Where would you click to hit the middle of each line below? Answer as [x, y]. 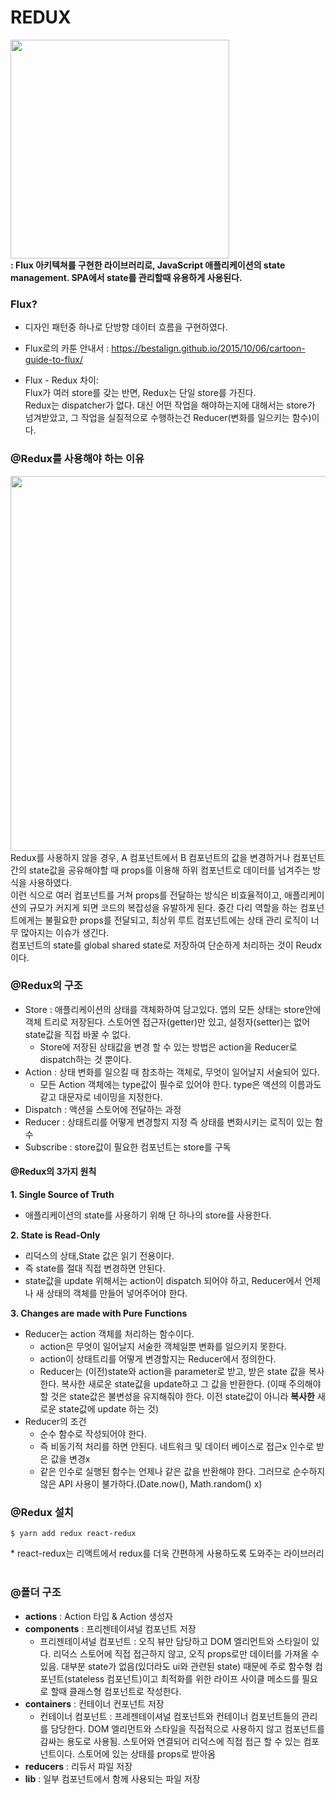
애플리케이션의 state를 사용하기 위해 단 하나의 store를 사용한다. [148, 1215]
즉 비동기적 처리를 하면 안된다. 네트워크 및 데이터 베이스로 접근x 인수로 [177, 1447]
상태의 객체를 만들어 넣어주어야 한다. [117, 1293]
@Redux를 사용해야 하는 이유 [77, 459]
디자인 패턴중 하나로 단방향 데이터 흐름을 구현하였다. [126, 327]
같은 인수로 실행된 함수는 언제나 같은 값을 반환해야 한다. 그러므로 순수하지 [182, 1472]
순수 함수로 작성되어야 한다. [93, 1434]
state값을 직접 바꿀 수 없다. [78, 1034]
